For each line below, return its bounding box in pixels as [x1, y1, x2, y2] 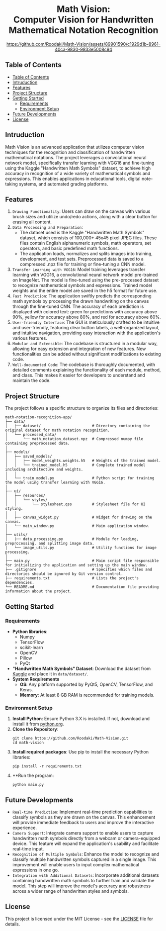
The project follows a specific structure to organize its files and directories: [5, 405, 159, 411]
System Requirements [12, 676, 60, 682]
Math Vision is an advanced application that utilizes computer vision [5, 144, 145, 150]
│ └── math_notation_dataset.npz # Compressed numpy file [5, 437, 143, 442]
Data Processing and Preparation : [12, 224, 83, 230]
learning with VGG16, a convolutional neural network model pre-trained [12, 272, 158, 278]
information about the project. [5, 589, 72, 594]
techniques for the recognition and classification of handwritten [5, 149, 136, 155]
